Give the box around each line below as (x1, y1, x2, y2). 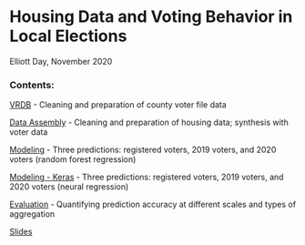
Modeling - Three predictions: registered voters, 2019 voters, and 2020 (9, 144, 277, 156)
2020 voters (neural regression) (9, 181, 129, 192)
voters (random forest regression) (9, 154, 137, 165)
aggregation (9, 209, 56, 219)
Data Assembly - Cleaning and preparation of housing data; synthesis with (9, 117, 289, 128)
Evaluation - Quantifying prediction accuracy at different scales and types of (9, 199, 297, 210)
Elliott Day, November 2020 (9, 56, 113, 66)
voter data (9, 127, 48, 138)
